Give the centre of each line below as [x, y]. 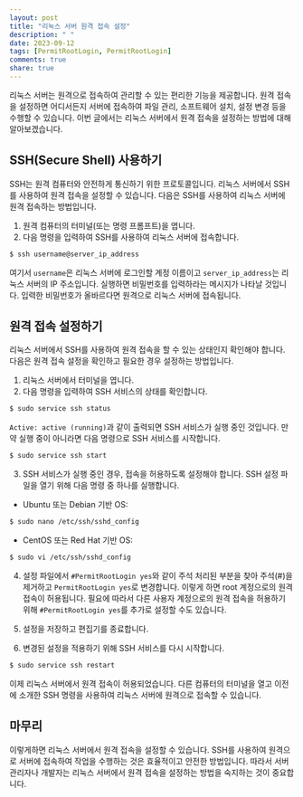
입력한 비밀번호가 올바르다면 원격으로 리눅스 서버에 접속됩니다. [131, 295]
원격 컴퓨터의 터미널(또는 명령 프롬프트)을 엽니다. [109, 225]
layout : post [34, 18]
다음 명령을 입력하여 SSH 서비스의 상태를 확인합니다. [115, 392]
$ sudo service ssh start [58, 456]
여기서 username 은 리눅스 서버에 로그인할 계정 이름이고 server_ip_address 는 [145, 272]
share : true [32, 69]
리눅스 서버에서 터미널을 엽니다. [78, 380]
